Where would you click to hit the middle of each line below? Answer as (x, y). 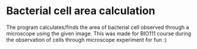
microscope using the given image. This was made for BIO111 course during (99, 33)
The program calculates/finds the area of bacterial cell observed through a (98, 27)
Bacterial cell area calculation (81, 11)
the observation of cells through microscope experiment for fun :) (87, 40)
